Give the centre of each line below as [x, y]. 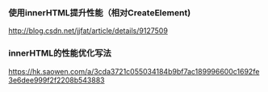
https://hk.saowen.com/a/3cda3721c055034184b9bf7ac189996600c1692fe [134, 71]
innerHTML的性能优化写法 [60, 53]
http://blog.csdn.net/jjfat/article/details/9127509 [88, 31]
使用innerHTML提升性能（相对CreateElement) [100, 12]
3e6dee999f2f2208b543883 [57, 80]
